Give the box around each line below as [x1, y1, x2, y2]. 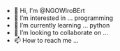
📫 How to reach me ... [13, 37, 79, 44]
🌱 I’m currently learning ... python [13, 21, 110, 29]
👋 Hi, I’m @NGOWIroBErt [13, 7, 85, 14]
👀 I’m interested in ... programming [13, 14, 114, 22]
